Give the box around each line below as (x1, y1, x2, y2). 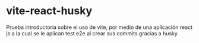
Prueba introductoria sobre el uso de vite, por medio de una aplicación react (6, 24, 193, 31)
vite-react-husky (6, 4, 93, 18)
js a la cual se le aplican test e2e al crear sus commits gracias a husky (6, 29, 178, 37)
